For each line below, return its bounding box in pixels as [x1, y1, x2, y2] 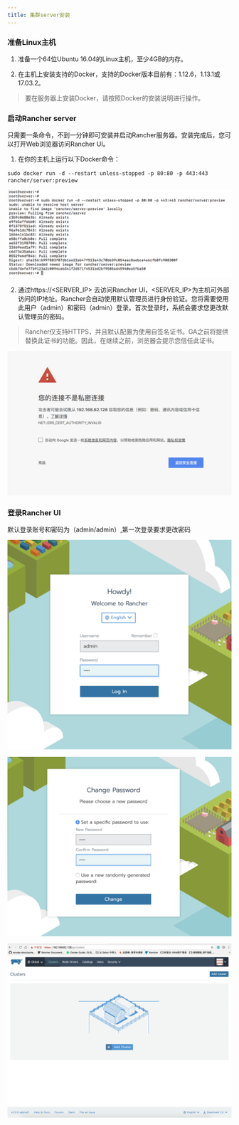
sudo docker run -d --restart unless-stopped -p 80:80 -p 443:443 [7, 170, 208, 177]
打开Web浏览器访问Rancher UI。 [13, 139, 110, 149]
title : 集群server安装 [7, 11, 70, 19]
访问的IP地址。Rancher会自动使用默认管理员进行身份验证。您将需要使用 [17, 295, 229, 303]
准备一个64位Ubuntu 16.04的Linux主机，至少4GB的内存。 [17, 54, 187, 63]
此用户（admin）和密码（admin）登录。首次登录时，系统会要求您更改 [17, 303, 223, 312]
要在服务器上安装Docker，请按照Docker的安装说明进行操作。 [24, 93, 205, 102]
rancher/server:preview [7, 177, 78, 184]
